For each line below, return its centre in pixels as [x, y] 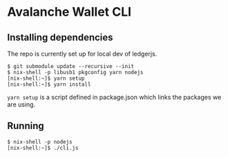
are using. [21, 104]
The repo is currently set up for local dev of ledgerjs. [82, 54]
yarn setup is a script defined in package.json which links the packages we [114, 97]
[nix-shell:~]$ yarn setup [46, 78]
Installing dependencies [60, 37]
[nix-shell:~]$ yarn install [49, 84]
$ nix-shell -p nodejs [40, 142]
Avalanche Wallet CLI [69, 12]
